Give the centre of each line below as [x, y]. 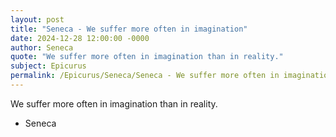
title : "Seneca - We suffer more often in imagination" [129, 29]
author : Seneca [42, 47]
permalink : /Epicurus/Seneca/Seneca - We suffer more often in [145, 76]
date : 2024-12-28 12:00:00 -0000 [80, 38]
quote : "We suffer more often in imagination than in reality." [147, 57]
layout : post [37, 19]
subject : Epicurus [48, 66]
